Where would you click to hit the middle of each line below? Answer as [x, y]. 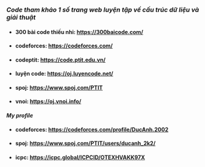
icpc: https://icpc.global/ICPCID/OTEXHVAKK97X [80, 157]
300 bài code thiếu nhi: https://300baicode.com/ [79, 32]
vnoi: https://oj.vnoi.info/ [48, 101]
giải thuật [21, 17]
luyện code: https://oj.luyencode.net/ [64, 74]
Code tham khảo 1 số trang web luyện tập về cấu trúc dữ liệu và [103, 10]
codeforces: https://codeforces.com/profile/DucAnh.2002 [92, 129]
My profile [20, 116]
